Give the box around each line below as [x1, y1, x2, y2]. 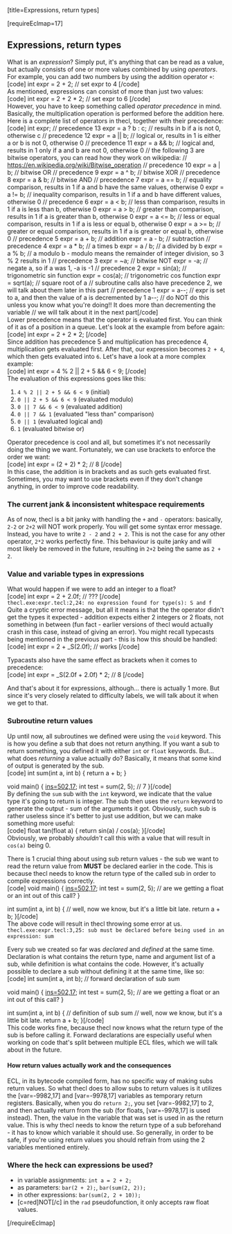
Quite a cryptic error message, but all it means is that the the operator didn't [7, 606, 224, 614]
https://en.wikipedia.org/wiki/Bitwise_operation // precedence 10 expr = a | [7, 161, 220, 169]
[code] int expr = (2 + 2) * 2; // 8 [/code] [7, 460, 123, 468]
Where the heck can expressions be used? [7, 1160, 154, 1170]
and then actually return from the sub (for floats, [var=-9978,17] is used [7, 1106, 211, 1114]
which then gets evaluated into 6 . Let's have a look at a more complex [7, 352, 206, 360]
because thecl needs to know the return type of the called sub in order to [7, 869, 216, 877]
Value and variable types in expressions [7, 570, 145, 579]
